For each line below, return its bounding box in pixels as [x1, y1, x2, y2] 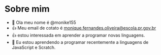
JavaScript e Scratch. [11, 44, 56, 50]
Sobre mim [4, 3, 50, 15]
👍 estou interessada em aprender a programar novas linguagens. [11, 32, 145, 38]
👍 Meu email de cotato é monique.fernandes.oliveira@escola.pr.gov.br [11, 25, 156, 31]
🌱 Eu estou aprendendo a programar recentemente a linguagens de [11, 39, 149, 45]
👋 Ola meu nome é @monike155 [11, 19, 76, 25]
